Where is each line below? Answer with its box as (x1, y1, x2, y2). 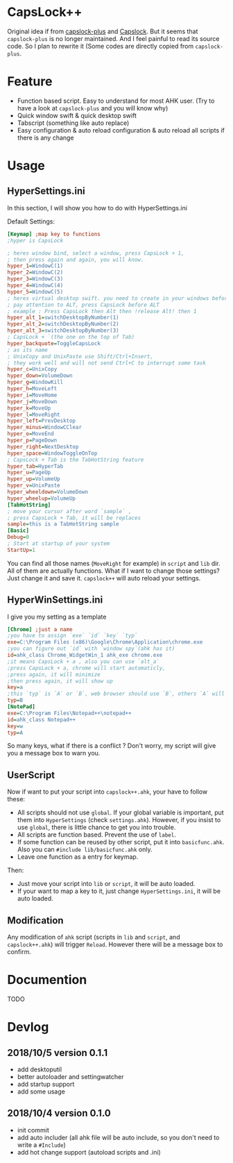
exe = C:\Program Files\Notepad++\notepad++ (7, 710, 132, 717)
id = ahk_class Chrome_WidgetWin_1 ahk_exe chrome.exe (7, 652, 163, 659)
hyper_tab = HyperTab (7, 462, 64, 469)
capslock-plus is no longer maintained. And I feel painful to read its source (7, 34, 220, 42)
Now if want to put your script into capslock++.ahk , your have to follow (7, 787, 208, 796)
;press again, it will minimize (7, 671, 101, 678)
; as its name (7, 346, 49, 353)
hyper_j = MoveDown (7, 398, 58, 405)
